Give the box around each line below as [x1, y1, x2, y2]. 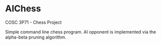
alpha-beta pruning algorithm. [5, 34, 67, 40]
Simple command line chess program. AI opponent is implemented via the [5, 29, 157, 35]
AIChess [5, 3, 41, 14]
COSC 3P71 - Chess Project [5, 19, 62, 25]
